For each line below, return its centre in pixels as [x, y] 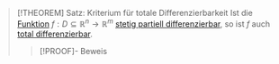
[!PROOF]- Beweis [73, 51]
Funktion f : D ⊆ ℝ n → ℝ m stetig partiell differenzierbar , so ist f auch [144, 23]
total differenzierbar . [55, 34]
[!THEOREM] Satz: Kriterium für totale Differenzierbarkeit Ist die [135, 13]
